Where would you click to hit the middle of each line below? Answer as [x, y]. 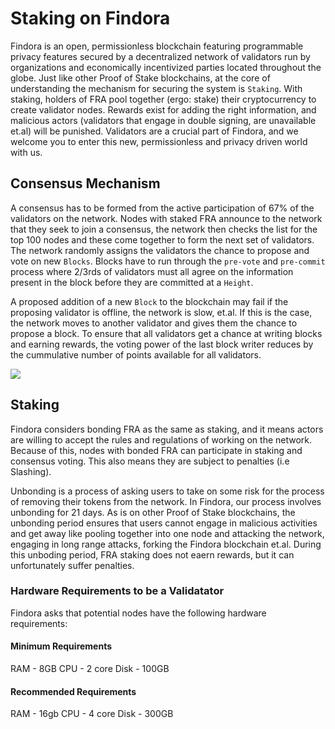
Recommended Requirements [73, 691]
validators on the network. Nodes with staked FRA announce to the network [166, 218]
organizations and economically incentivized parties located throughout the [166, 67]
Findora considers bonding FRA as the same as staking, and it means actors [167, 429]
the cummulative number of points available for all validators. [136, 354]
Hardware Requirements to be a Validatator [117, 591]
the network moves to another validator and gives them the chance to [154, 323]
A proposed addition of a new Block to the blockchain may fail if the [149, 301]
